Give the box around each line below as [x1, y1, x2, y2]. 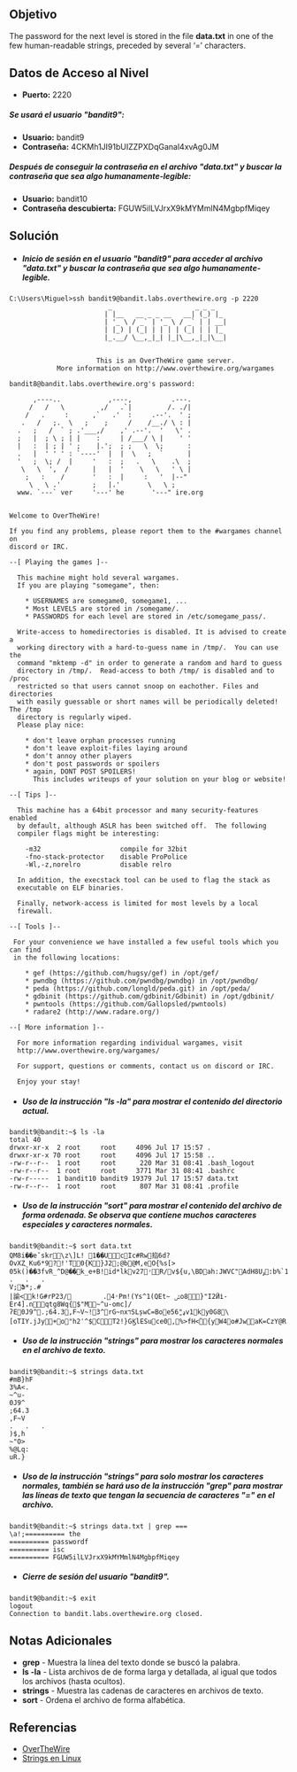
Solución [9, 228, 59, 243]
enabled [9, 813, 38, 822]
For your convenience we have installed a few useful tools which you [12, 937, 278, 946]
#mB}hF [9, 1375, 34, 1384]
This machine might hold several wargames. [17, 573, 179, 582]
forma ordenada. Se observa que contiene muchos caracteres [21, 1209, 257, 1221]
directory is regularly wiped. [17, 712, 133, 721]
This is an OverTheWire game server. [95, 356, 236, 365]
